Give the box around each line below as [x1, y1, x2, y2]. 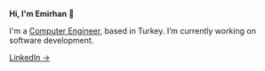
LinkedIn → [9, 52, 51, 62]
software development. [9, 35, 94, 45]
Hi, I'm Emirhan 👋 [9, 9, 75, 19]
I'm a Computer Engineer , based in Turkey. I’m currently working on [9, 26, 256, 35]
